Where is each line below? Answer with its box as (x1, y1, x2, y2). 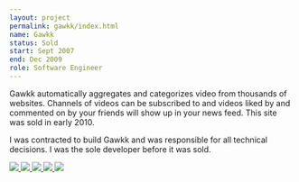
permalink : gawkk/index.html (9, 22, 119, 31)
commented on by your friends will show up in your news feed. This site (9, 107, 277, 118)
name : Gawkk (9, 30, 54, 39)
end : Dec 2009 (9, 55, 63, 64)
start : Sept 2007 (9, 47, 75, 56)
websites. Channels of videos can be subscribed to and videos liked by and (9, 97, 291, 108)
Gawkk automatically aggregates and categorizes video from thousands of (9, 87, 287, 99)
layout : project (9, 13, 70, 23)
